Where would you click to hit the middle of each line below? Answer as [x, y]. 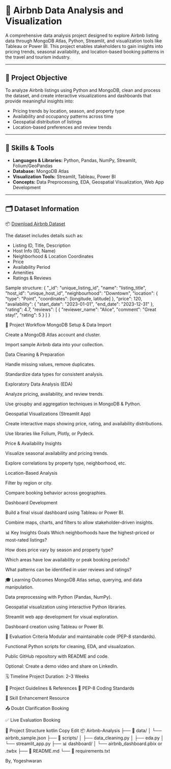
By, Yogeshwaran [24, 761]
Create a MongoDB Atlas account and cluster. [53, 335]
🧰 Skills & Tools [30, 148]
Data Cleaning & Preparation [35, 354]
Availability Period [32, 267]
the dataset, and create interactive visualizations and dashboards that [78, 95]
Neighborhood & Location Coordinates [53, 257]
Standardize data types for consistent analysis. [54, 374]
